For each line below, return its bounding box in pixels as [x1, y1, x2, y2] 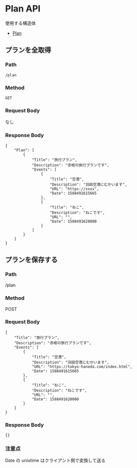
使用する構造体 [5, 20, 36, 26]
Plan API [5, 3, 41, 14]
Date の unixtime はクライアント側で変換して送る [5, 457, 106, 463]
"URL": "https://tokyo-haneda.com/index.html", [31, 364, 133, 369]
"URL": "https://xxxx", [49, 186, 99, 191]
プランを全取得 [5, 46, 51, 54]
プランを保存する [5, 255, 58, 264]
